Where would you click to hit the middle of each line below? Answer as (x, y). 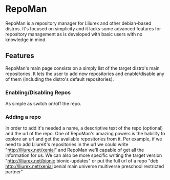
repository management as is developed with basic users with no (74, 34)
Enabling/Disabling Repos (38, 92)
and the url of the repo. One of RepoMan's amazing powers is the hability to (85, 134)
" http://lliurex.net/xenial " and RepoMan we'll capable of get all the (75, 150)
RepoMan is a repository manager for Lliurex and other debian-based (78, 23)
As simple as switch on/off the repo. (44, 104)
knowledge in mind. (26, 40)
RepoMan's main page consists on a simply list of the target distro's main (82, 68)
